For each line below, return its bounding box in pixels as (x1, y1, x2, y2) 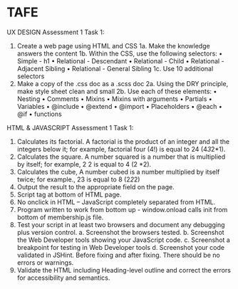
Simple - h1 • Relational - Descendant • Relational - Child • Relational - (16, 56, 225, 65)
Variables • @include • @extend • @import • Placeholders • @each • (16, 102, 222, 110)
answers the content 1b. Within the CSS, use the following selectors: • (16, 49, 223, 58)
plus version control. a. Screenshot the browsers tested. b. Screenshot (16, 228, 225, 236)
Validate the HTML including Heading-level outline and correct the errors (16, 266, 231, 274)
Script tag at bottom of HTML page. (16, 190, 122, 199)
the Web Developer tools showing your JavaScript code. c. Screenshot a (16, 236, 231, 244)
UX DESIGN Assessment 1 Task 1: (6, 28, 105, 36)
